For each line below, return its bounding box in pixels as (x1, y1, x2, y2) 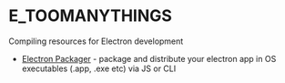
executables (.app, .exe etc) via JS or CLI (21, 63, 177, 74)
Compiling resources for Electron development (8, 36, 184, 47)
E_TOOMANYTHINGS (8, 5, 172, 26)
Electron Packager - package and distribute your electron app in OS (21, 53, 277, 64)
